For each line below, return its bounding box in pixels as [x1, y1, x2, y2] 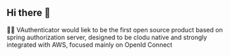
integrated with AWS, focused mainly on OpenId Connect [6, 40, 173, 49]
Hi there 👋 [6, 7, 51, 19]
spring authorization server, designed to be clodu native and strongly [6, 33, 207, 41]
